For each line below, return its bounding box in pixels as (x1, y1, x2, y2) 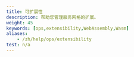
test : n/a (6, 42, 31, 48)
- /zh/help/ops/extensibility (17, 36, 92, 42)
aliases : (6, 31, 28, 37)
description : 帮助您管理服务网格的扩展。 (6, 14, 99, 20)
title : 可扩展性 (6, 8, 43, 15)
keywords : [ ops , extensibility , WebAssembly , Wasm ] (6, 25, 129, 31)
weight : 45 (6, 20, 33, 26)
